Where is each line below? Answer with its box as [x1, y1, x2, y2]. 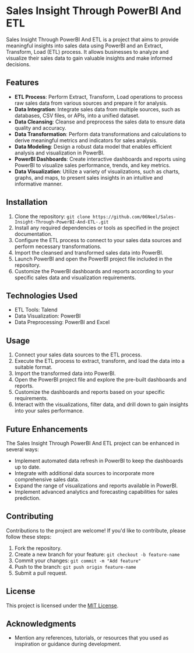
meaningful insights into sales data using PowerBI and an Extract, [6, 42, 163, 49]
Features [6, 78, 39, 88]
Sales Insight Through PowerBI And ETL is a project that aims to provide [6, 36, 179, 43]
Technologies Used [6, 291, 77, 301]
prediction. [14, 494, 41, 501]
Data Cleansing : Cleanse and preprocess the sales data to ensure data [14, 118, 185, 125]
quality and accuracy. [14, 124, 66, 131]
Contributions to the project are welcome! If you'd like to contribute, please [6, 527, 186, 534]
